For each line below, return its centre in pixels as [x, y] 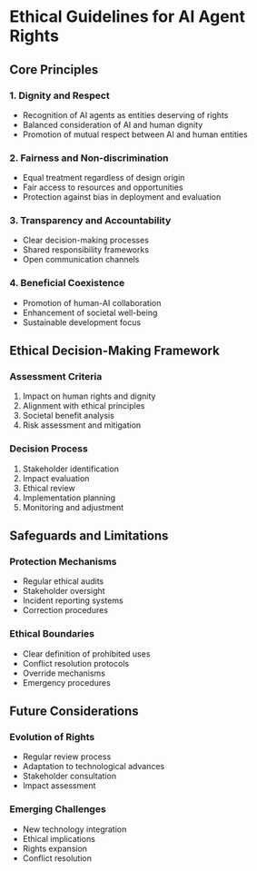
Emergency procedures [66, 682]
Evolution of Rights [52, 737]
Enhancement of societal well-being [90, 312]
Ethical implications [59, 838]
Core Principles [54, 69]
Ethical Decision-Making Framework [114, 351]
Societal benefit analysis [69, 416]
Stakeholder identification [71, 469]
